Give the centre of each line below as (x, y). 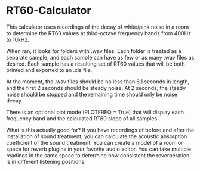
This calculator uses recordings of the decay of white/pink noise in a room (98, 27)
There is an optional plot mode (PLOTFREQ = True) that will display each (95, 112)
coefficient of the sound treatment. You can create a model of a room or (95, 142)
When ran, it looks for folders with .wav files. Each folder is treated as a (94, 51)
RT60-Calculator (49, 10)
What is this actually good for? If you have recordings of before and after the (100, 130)
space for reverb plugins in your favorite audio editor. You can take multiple (99, 149)
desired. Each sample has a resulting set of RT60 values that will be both (96, 64)
